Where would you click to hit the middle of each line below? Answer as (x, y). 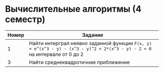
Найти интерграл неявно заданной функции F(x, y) (91, 43)
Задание (93, 35)
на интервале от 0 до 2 (56, 54)
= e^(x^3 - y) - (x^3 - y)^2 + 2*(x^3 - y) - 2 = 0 (90, 48)
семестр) (25, 19)
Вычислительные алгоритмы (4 (73, 9)
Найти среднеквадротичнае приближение (80, 62)
